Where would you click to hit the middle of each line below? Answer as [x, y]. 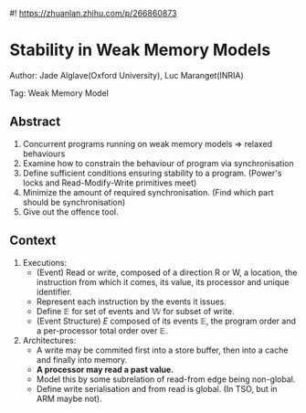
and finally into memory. [82, 359]
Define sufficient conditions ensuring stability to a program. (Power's [152, 173]
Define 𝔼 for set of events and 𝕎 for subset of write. [135, 311]
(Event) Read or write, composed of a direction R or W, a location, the [167, 272]
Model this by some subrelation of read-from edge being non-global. [166, 379]
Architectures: [49, 340]
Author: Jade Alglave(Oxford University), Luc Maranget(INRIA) [127, 75]
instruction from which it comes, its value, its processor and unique [163, 281]
